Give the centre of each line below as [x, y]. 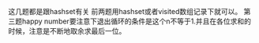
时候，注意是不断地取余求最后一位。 [67, 31]
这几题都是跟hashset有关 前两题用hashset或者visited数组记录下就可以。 [125, 11]
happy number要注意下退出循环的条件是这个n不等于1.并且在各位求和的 [136, 21]
